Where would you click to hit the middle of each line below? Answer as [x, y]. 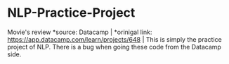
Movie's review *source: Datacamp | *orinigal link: [80, 32]
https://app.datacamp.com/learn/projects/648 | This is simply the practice [115, 39]
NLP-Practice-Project [71, 13]
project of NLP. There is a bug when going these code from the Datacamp [114, 47]
